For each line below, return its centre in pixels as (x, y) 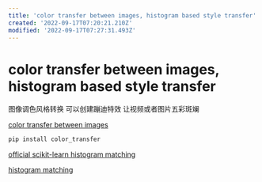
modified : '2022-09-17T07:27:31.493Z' (72, 30)
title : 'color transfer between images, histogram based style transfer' (133, 15)
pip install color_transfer (55, 139)
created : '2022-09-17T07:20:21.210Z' (70, 23)
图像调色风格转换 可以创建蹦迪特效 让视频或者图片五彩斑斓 (104, 109)
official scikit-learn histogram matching (72, 154)
